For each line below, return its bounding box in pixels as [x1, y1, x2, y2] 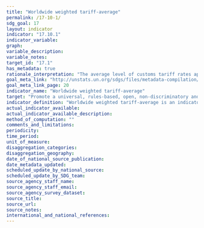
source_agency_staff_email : [6, 184, 78, 190]
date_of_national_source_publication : [6, 156, 104, 162]
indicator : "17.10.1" [6, 32, 61, 38]
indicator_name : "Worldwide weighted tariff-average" [6, 88, 146, 94]
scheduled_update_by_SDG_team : [6, 173, 86, 179]
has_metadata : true [6, 65, 56, 72]
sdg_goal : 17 [6, 20, 39, 26]
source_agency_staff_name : [6, 179, 75, 185]
